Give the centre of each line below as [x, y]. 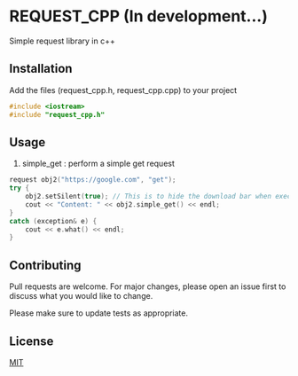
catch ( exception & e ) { [53, 221]
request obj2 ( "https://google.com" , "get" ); [93, 180]
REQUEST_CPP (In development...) [138, 16]
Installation [41, 69]
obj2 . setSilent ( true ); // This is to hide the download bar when [149, 197]
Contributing [45, 265]
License [31, 341]
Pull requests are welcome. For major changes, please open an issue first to [148, 286]
